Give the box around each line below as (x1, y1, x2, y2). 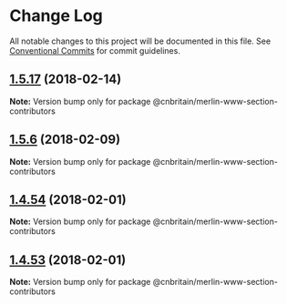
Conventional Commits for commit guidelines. (9, 45, 180, 56)
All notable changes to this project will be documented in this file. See (9, 35, 272, 46)
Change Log (9, 5, 103, 26)
